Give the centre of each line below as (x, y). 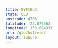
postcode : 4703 (21, 19)
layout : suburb (21, 38)
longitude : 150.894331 (29, 28)
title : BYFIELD (21, 10)
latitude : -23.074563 (28, 24)
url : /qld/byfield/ (26, 33)
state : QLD (17, 14)
